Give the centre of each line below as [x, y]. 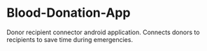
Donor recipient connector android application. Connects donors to [103, 32]
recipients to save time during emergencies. [70, 39]
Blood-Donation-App [69, 13]
